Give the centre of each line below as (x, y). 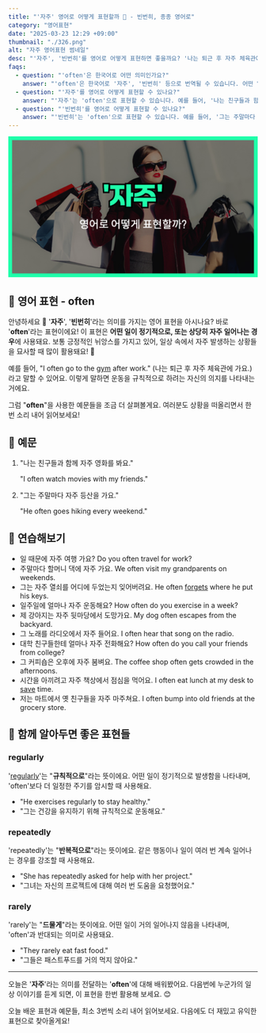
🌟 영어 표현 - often (51, 301)
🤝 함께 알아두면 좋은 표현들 (69, 734)
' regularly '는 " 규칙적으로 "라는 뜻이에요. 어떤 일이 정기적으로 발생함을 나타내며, (129, 776)
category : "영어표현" (40, 25)
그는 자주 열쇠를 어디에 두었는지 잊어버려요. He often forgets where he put (136, 587)
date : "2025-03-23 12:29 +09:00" (63, 33)
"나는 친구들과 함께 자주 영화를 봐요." (76, 463)
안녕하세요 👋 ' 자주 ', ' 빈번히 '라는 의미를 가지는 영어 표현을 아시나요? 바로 (118, 322)
